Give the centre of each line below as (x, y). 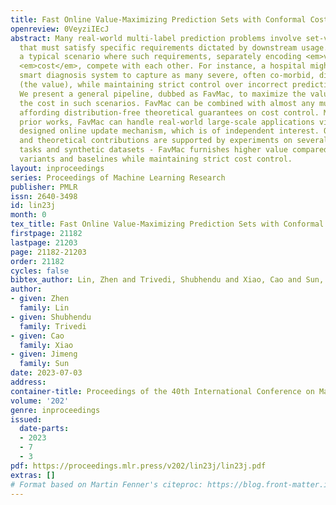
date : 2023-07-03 (46, 373)
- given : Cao (37, 336)
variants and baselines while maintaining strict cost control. (156, 159)
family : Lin (44, 308)
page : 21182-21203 (48, 252)
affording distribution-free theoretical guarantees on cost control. (169, 112)
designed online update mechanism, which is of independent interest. (169, 131)
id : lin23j (33, 206)
